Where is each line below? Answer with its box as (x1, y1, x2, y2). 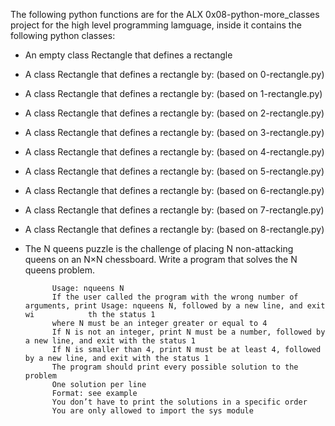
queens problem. (24, 264, 95, 276)
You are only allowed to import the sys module (51, 406, 254, 416)
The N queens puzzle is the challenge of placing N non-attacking (24, 243, 294, 254)
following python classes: (10, 30, 116, 41)
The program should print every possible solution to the (51, 362, 299, 372)
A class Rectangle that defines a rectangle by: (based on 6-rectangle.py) (24, 185, 325, 196)
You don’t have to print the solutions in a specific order (51, 397, 308, 407)
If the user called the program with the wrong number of (51, 292, 299, 302)
